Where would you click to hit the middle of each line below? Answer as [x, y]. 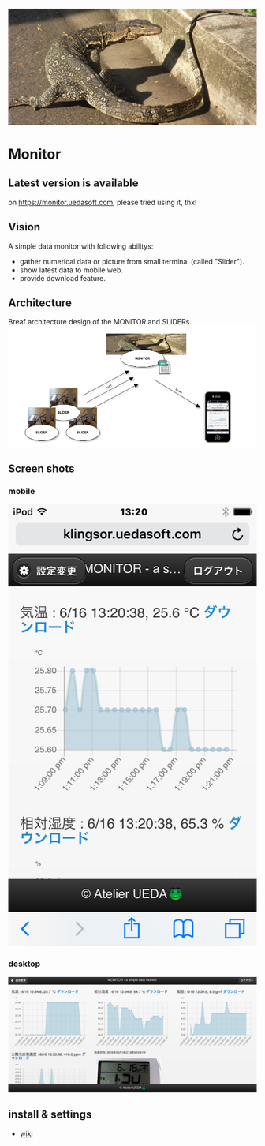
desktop [24, 964]
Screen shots [41, 469]
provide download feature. [63, 278]
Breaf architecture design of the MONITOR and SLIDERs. [100, 322]
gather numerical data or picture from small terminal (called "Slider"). [132, 261]
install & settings [50, 1115]
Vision [24, 227]
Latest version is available [73, 184]
